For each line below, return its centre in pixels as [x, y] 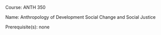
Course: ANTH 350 [26, 7]
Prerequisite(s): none [27, 27]
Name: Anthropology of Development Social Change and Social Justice [80, 17]
